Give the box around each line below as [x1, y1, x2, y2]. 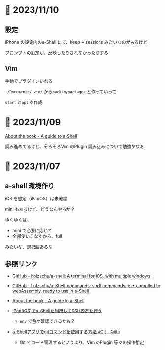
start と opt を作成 [5, 99, 43, 105]
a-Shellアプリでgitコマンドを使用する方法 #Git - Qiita [12, 328, 120, 335]
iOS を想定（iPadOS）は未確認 [5, 195, 67, 201]
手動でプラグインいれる [5, 78, 53, 84]
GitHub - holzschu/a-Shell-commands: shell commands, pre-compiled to [12, 282, 161, 288]
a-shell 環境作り [5, 182, 55, 190]
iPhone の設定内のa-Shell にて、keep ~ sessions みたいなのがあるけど [5, 39, 148, 45]
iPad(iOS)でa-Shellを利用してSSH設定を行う [12, 308, 102, 313]
